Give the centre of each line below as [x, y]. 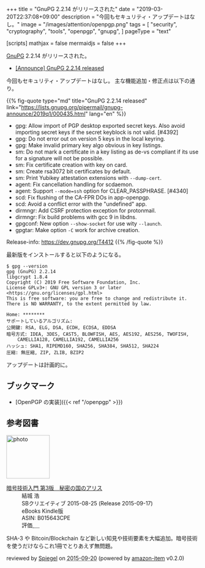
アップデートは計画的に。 [39, 365]
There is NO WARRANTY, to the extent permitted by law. [79, 304]
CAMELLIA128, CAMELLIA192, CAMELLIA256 [68, 340]
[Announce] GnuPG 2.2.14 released [59, 68]
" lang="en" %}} [106, 114]
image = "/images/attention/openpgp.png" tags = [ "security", [99, 24]
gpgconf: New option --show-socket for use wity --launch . [88, 224]
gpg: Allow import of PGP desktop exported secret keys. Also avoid [100, 126]
